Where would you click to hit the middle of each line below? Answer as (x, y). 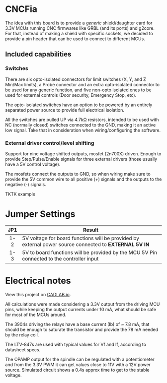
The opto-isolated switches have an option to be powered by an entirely (79, 105)
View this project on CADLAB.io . (38, 294)
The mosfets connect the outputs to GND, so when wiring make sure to (78, 174)
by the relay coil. (22, 335)
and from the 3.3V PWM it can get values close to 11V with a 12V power (78, 364)
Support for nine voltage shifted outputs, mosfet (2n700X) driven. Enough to (83, 154)
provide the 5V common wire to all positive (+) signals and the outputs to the (83, 179)
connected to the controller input (60, 258)
